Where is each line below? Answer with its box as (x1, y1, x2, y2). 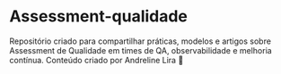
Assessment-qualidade (9, 6, 189, 27)
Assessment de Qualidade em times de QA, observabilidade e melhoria (9, 45, 272, 55)
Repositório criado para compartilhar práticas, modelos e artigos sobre (9, 36, 272, 46)
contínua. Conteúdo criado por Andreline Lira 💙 (9, 54, 184, 65)
